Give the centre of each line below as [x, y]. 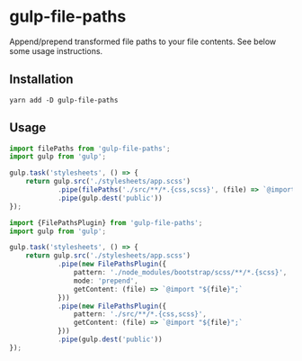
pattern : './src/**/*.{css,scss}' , [140, 314]
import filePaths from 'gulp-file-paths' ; [90, 149]
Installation [41, 80]
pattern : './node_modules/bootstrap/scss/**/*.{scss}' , [180, 273]
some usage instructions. [56, 50]
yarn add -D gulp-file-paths [64, 100]
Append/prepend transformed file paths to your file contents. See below [143, 41]
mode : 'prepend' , [106, 281]
